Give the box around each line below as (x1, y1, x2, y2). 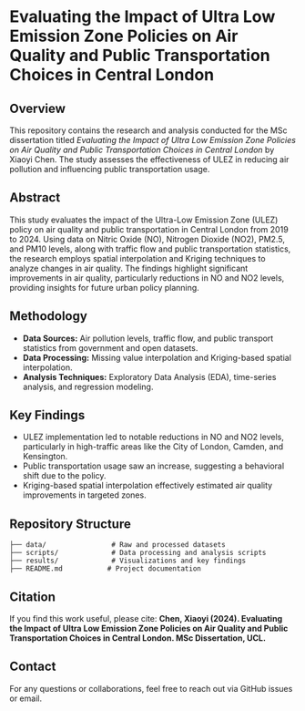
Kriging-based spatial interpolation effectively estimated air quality (22, 480, 273, 491)
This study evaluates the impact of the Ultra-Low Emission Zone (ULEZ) (9, 214, 279, 225)
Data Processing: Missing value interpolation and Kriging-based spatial (22, 352, 291, 363)
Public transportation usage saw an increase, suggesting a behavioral (22, 460, 285, 471)
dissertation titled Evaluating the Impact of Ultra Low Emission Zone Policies (9, 135, 296, 145)
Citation (9, 589, 56, 604)
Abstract (9, 190, 61, 206)
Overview (9, 100, 66, 116)
